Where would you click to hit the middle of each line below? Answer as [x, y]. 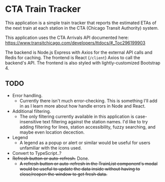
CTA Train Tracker [43, 9]
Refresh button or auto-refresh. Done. [51, 158]
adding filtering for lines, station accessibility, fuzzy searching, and [88, 127]
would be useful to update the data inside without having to [80, 169]
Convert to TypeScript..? [37, 153]
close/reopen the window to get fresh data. [63, 174]
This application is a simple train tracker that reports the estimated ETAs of [81, 23]
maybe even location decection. [52, 132]
